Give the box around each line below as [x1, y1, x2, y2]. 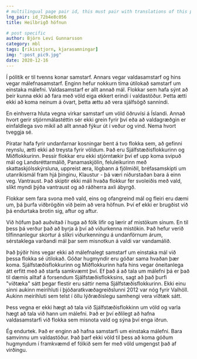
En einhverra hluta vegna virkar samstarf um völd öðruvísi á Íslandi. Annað [6, 110, 186, 117]
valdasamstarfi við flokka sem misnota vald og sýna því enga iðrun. [6, 316, 168, 323]
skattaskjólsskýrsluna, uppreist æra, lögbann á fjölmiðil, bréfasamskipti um [6, 165, 186, 172]
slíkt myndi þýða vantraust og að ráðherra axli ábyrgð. [6, 183, 136, 191]
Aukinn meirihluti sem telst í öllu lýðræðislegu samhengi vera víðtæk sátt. [6, 292, 182, 299]
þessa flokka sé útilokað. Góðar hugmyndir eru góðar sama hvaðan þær [6, 255, 179, 262]
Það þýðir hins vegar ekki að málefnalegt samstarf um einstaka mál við [6, 249, 176, 256]
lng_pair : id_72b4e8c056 [6, 14, 67, 20]
